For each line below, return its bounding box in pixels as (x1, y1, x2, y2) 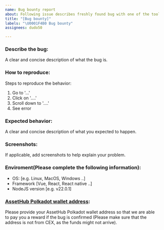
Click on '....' (12, 95, 37, 101)
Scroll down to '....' (12, 100, 50, 106)
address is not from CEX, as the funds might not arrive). (5, 219, 117, 225)
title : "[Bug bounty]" (5, 16, 51, 21)
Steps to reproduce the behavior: (5, 80, 72, 86)
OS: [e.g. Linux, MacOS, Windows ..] (12, 175, 85, 181)
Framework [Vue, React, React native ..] (12, 181, 92, 186)
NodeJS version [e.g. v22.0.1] (12, 185, 72, 191)
